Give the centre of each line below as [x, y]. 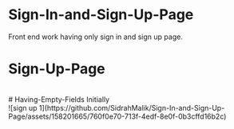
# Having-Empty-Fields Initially [59, 99]
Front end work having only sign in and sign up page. [96, 37]
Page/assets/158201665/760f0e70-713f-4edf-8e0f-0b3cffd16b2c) [117, 116]
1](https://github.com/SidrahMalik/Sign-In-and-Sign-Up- [132, 107]
